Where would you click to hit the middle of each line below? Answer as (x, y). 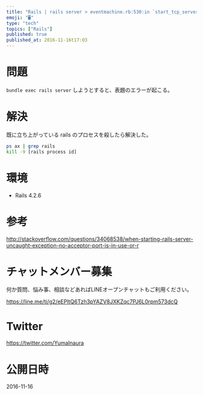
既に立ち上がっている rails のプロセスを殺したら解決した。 (79, 135)
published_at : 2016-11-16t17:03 (47, 40)
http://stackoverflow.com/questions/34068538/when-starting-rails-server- (100, 239)
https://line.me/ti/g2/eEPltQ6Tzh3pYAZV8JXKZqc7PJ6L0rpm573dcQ (92, 302)
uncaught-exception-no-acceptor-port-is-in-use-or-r (72, 245)
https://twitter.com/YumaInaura (45, 343)
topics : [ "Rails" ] (29, 29)
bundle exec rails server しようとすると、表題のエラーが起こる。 (90, 90)
